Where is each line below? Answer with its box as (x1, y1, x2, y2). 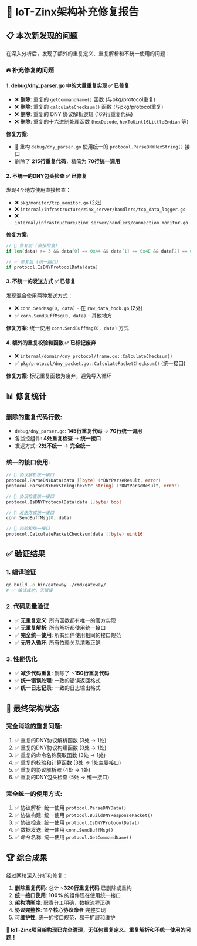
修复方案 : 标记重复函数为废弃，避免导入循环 (6, 372, 112, 380)
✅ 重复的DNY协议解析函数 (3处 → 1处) (14, 736, 107, 743)
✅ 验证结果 (6, 549, 46, 559)
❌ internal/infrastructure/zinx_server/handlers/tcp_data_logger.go (14, 205, 186, 213)
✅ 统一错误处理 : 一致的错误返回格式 (14, 677, 101, 684)
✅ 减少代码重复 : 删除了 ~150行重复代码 (14, 669, 110, 677)
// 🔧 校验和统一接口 (6, 526, 50, 532)
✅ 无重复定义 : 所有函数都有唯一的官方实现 (14, 616, 116, 624)
